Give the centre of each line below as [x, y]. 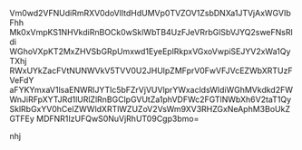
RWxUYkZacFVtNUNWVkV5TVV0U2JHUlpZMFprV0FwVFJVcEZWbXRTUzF [151, 70]
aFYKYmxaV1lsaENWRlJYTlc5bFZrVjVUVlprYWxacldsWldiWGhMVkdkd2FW [151, 90]
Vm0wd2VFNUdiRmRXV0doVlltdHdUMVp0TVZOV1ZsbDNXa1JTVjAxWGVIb [151, 13]
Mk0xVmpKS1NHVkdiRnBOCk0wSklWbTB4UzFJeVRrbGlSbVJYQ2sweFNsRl [151, 32]
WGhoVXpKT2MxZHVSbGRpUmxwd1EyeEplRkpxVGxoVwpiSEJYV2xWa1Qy [150, 52]
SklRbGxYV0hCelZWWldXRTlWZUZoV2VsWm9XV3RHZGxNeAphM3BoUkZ [150, 109]
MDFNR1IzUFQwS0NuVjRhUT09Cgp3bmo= [117, 118]
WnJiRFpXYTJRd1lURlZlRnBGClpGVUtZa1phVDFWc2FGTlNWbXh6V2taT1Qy [151, 99]
